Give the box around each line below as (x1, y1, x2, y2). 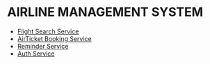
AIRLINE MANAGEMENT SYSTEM (7, 4, 204, 20)
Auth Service (17, 49, 55, 58)
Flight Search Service (17, 27, 79, 35)
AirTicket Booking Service (17, 34, 92, 42)
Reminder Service (17, 42, 69, 50)
